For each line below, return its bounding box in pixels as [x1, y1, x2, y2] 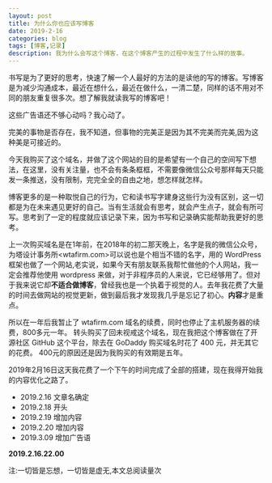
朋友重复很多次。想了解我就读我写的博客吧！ [22, 93, 172, 102]
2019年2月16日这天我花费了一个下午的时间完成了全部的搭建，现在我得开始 [8, 365, 257, 375]
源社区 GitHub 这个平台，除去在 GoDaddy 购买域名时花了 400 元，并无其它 [8, 337, 259, 347]
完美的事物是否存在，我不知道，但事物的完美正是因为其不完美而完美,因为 [8, 127, 253, 137]
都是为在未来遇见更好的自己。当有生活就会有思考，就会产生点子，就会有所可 [8, 202, 264, 211]
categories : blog [8, 34, 67, 43]
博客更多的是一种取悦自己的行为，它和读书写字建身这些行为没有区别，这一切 [8, 192, 264, 201]
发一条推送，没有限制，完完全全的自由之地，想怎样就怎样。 [8, 175, 207, 184]
